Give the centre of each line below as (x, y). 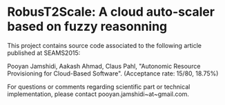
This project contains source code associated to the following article (105, 45)
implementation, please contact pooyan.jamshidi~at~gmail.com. (98, 94)
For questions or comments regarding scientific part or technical (99, 86)
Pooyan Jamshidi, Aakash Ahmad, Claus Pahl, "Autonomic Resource (104, 66)
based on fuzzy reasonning (87, 26)
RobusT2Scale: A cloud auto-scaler (111, 12)
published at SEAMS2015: (44, 53)
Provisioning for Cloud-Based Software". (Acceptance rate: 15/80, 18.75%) (113, 73)
